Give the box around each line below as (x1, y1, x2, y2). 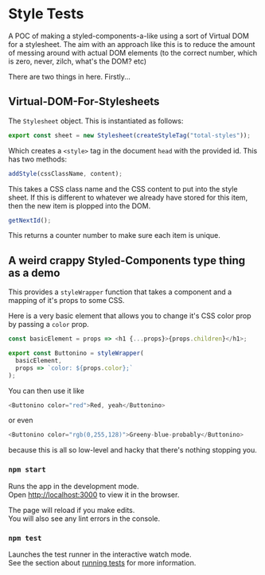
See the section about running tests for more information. (8, 558, 197, 567)
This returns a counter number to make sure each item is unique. (8, 231, 220, 240)
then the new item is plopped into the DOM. (8, 200, 151, 211)
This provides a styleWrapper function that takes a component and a (8, 287, 232, 297)
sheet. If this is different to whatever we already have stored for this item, (8, 192, 248, 202)
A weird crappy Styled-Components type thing (8, 254, 246, 267)
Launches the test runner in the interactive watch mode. (8, 550, 193, 559)
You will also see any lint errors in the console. (8, 514, 161, 523)
